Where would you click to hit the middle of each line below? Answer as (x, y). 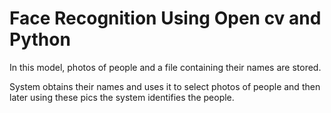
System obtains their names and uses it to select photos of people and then (165, 86)
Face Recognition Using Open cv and (165, 18)
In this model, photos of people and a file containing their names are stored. (165, 67)
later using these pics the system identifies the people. (122, 97)
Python (40, 39)
